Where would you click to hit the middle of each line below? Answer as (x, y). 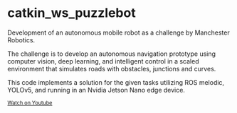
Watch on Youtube (30, 103)
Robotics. (21, 40)
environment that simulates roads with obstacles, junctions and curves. (112, 69)
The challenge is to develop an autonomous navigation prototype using (111, 54)
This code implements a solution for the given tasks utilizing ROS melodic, (116, 82)
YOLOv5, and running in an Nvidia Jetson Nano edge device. (96, 90)
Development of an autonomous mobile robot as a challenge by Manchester (118, 32)
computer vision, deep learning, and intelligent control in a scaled (103, 61)
